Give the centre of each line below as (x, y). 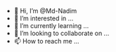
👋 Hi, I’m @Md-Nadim (45, 11)
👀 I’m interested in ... (44, 18)
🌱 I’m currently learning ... (51, 26)
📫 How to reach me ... (46, 41)
